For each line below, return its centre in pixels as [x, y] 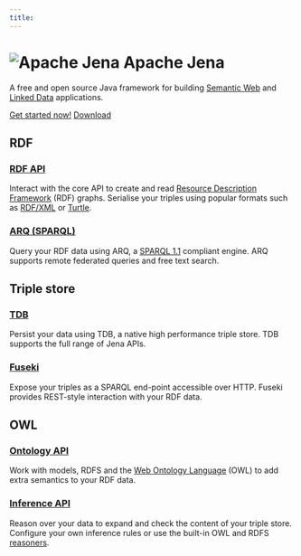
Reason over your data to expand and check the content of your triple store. [150, 523]
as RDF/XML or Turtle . [51, 208]
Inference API [40, 504]
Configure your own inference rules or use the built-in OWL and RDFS [139, 532]
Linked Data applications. [56, 97]
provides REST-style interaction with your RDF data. [106, 396]
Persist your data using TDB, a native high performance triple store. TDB [144, 335]
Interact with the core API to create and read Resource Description [133, 188]
